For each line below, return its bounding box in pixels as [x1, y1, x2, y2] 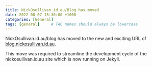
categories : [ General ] [5, 17, 54, 22]
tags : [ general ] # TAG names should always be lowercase [5, 21, 138, 27]
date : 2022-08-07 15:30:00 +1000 [5, 12, 77, 17]
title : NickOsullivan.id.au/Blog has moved [5, 7, 99, 13]
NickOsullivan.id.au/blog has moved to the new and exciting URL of [5, 36, 146, 42]
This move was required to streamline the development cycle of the [5, 51, 147, 57]
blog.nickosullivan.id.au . [5, 41, 56, 47]
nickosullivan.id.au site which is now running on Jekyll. [5, 56, 120, 62]
